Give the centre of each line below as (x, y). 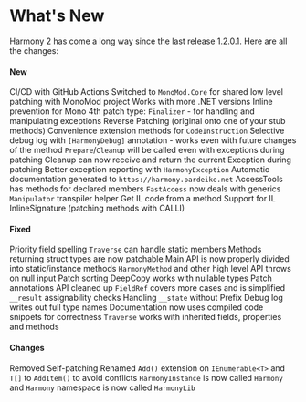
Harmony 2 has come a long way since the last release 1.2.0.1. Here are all (148, 41)
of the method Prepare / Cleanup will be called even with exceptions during (147, 150)
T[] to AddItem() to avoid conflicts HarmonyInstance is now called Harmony (146, 377)
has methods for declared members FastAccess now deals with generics (145, 189)
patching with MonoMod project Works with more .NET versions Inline (141, 102)
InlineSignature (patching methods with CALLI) (97, 208)
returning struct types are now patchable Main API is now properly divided (149, 259)
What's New (57, 16)
